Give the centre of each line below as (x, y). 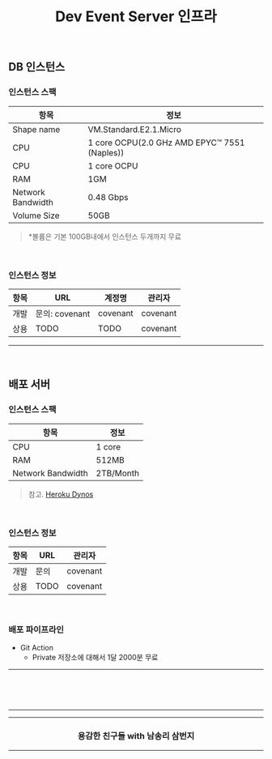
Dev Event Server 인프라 (136, 17)
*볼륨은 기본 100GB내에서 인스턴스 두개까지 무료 (105, 237)
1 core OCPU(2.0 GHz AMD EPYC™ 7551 (166, 143)
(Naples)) (106, 152)
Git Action (37, 648)
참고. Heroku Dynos (61, 494)
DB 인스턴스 (37, 67)
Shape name (36, 129)
